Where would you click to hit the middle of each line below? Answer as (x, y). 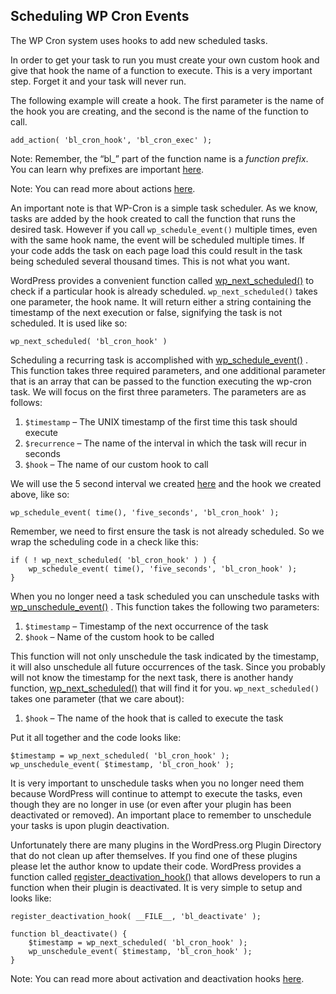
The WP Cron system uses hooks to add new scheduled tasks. (139, 40)
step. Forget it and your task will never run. (98, 81)
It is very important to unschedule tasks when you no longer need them (157, 783)
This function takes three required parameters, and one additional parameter (168, 370)
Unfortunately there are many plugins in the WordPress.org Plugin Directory (166, 845)
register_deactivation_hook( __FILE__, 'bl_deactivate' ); (136, 916)
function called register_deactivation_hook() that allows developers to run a (165, 876)
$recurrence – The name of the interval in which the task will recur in (165, 443)
